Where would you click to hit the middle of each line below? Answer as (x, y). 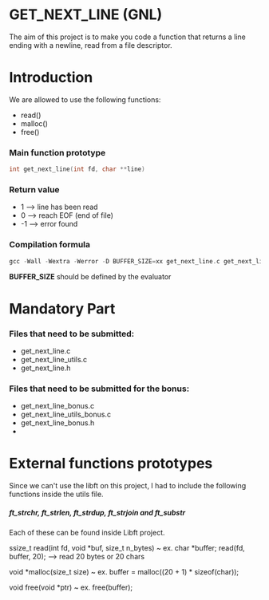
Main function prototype (57, 152)
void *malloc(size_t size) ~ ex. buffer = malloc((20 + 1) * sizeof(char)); (124, 572)
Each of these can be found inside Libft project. (87, 533)
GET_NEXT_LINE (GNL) (86, 15)
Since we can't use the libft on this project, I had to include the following (128, 486)
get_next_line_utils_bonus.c (65, 414)
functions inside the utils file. (56, 494)
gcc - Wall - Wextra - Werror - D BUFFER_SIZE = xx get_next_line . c (115, 261)
